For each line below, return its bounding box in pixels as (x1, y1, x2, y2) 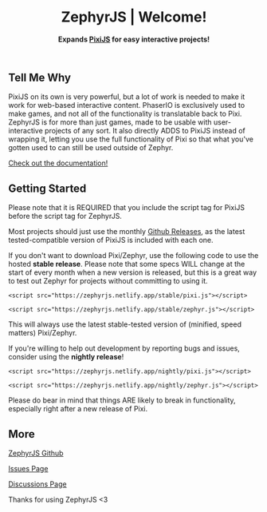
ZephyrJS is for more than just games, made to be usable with (8, 117, 213, 127)
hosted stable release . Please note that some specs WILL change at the (8, 260, 245, 269)
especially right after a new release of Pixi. (8, 404, 148, 414)
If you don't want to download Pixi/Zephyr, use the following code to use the (8, 251, 259, 260)
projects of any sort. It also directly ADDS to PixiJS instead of (45, 126, 245, 136)
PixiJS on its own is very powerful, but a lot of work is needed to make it (8, 92, 245, 101)
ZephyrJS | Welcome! (61, 8, 207, 26)
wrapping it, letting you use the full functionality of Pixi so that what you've (8, 134, 253, 144)
